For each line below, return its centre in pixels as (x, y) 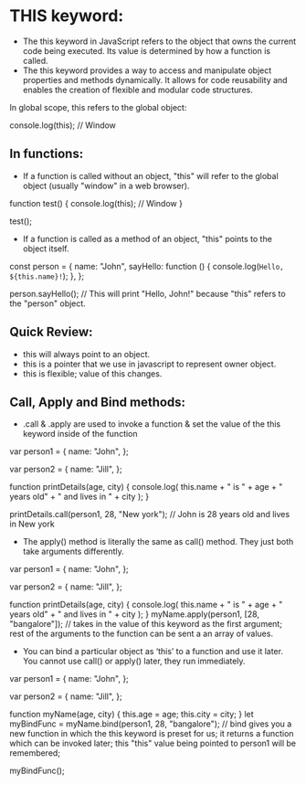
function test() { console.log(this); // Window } (96, 203)
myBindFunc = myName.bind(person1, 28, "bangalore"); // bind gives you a (151, 724)
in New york (32, 524)
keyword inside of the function (80, 434)
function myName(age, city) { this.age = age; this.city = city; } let (132, 715)
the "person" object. (48, 303)
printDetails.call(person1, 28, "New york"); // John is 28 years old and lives (150, 514)
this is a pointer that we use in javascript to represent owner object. (149, 364)
